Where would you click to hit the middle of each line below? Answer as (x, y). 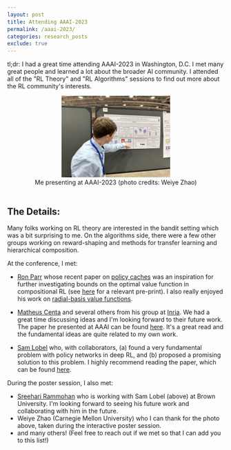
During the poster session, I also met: (60, 382)
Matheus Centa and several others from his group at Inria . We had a (113, 312)
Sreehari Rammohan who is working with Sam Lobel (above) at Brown (116, 396)
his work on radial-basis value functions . (75, 299)
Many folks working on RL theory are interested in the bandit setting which (113, 228)
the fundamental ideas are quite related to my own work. (97, 334)
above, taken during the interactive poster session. (89, 425)
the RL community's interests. (49, 86)
